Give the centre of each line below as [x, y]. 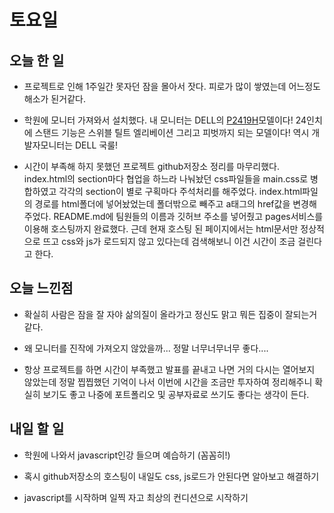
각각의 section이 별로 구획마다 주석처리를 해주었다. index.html [180, 191]
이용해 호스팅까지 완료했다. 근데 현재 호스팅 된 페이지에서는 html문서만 [161, 229]
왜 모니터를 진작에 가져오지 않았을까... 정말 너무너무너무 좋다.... [146, 348]
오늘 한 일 [37, 60]
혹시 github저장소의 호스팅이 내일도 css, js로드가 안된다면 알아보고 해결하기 [171, 476]
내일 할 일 [37, 429]
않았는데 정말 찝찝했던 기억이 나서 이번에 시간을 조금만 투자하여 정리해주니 [168, 382]
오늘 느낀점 [41, 288]
